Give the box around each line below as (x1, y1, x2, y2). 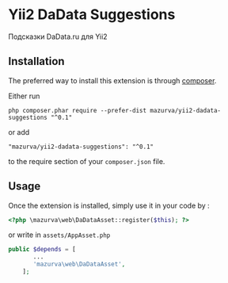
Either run (8, 91, 40, 101)
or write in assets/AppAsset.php (8, 230, 111, 239)
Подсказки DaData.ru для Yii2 (8, 32, 108, 41)
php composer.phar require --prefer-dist (8, 106, 147, 114)
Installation (8, 55, 65, 68)
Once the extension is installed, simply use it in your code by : (8, 201, 210, 210)
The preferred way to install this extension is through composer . (8, 75, 217, 85)
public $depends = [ (8, 246, 77, 254)
